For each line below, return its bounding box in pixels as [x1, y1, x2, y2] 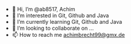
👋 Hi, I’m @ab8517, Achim [11, 6, 75, 12]
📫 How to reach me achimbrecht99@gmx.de [11, 32, 125, 38]
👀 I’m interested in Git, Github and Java [11, 12, 109, 19]
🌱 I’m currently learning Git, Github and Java [11, 18, 123, 25]
